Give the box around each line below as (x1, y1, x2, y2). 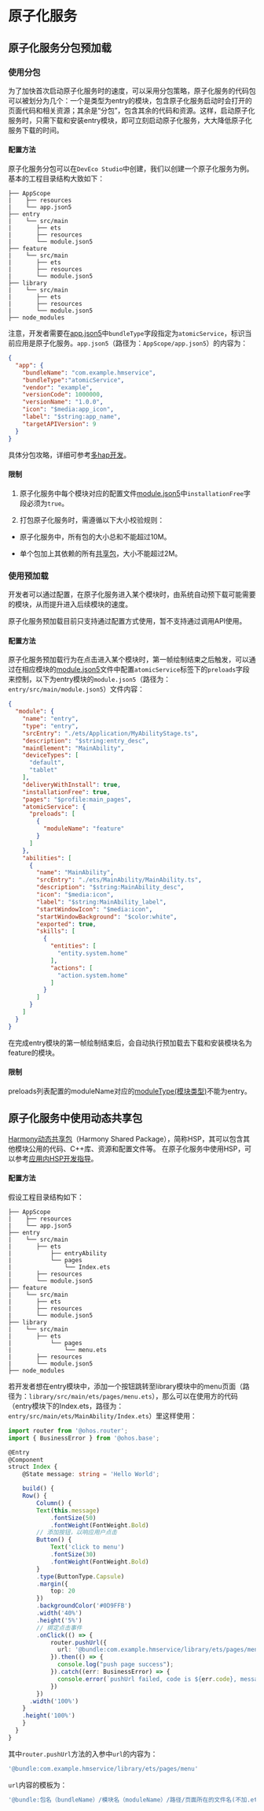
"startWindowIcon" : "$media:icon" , (36, 905, 153, 913)
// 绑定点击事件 (36, 1623, 82, 1632)
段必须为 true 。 (19, 498, 69, 508)
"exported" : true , (36, 920, 97, 928)
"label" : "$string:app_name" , (22, 413, 122, 421)
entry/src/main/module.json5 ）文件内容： (8, 684, 145, 694)
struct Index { (8, 1463, 58, 1471)
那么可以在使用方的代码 (162, 1391, 238, 1400)
